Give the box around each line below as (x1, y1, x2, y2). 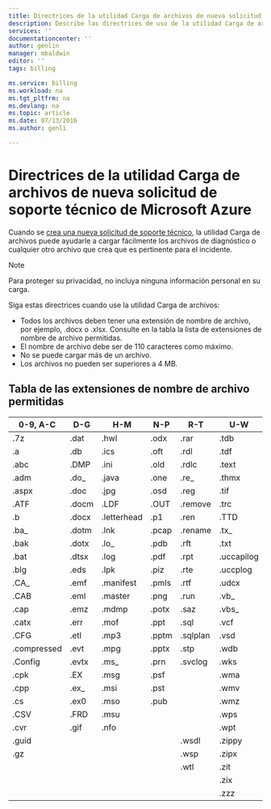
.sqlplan (180, 629, 211, 641)
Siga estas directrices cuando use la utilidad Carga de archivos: (8, 300, 220, 310)
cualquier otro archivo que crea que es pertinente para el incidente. (8, 244, 232, 254)
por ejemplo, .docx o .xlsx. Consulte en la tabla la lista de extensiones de (19, 324, 262, 334)
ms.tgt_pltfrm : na (8, 94, 70, 102)
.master (101, 590, 131, 601)
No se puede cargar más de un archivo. (19, 349, 152, 360)
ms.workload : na (8, 87, 63, 95)
